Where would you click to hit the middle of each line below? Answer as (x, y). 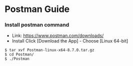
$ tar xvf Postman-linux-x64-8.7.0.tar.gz (49, 50)
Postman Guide (37, 9)
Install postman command (37, 25)
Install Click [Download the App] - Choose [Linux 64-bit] (70, 41)
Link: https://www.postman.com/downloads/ (58, 35)
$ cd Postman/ (19, 54)
